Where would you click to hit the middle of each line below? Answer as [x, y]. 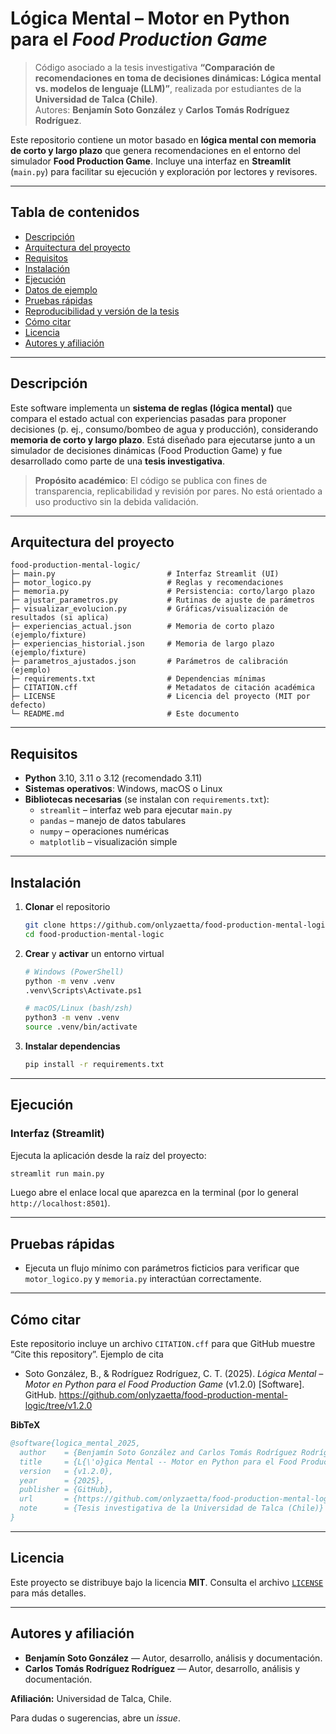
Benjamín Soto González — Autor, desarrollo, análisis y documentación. [173, 1658]
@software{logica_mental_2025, [75, 1443]
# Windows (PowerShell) [74, 972]
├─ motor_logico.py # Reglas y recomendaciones [147, 583]
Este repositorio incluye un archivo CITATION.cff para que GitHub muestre [163, 1344]
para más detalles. [48, 1593]
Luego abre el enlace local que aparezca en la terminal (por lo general [154, 1193]
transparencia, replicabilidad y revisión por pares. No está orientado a [178, 491]
